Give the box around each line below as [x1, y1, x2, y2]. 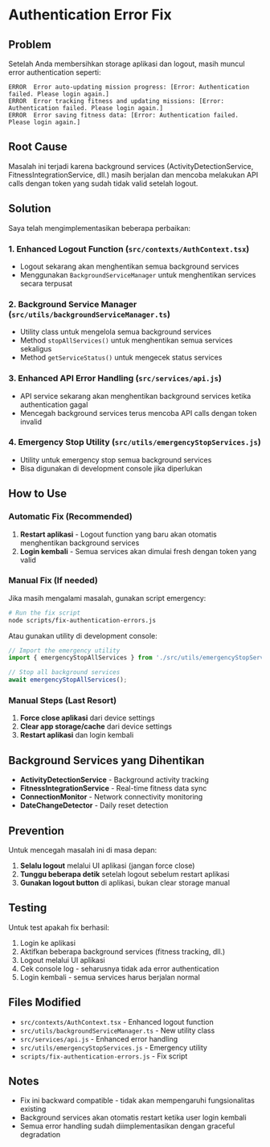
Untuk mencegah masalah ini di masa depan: [8, 845, 157, 854]
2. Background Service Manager [8, 298, 137, 310]
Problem [8, 38, 52, 51]
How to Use [8, 487, 67, 500]
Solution [8, 202, 51, 216]
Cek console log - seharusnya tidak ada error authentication [19, 964, 219, 973]
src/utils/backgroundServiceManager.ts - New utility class [19, 1026, 215, 1035]
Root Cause [8, 140, 68, 154]
